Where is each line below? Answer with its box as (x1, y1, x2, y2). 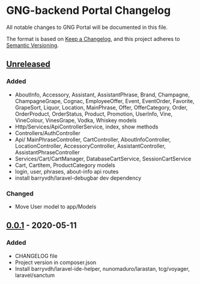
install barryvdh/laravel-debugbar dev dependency (14, 174, 142, 181)
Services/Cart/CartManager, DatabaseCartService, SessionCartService (14, 155, 192, 162)
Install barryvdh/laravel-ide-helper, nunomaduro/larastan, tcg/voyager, (14, 265, 190, 272)
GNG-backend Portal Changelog (6, 4, 171, 17)
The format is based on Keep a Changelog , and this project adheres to (6, 35, 180, 42)
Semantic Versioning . (6, 42, 59, 49)
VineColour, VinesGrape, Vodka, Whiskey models (14, 116, 137, 124)
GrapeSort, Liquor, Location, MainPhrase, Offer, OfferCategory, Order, (14, 104, 188, 111)
